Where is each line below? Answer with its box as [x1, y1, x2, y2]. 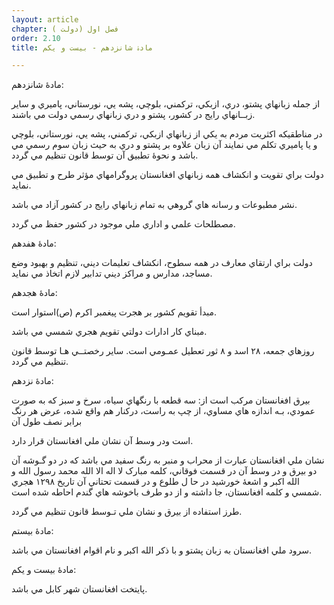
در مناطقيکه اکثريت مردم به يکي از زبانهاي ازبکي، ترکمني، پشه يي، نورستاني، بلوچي [11, 128, 323, 140]
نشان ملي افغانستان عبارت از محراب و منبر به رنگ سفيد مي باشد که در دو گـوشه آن [11, 454, 325, 466]
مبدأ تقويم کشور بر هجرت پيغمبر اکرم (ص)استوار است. [11, 306, 218, 318]
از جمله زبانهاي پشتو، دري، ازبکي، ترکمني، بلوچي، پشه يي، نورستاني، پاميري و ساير [11, 98, 321, 110]
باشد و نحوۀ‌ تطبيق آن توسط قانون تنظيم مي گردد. [11, 149, 199, 161]
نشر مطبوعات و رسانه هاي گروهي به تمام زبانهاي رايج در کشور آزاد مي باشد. [11, 199, 298, 211]
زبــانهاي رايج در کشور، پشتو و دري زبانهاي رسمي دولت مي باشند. [11, 109, 256, 121]
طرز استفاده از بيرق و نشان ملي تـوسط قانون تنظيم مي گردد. [11, 506, 243, 518]
